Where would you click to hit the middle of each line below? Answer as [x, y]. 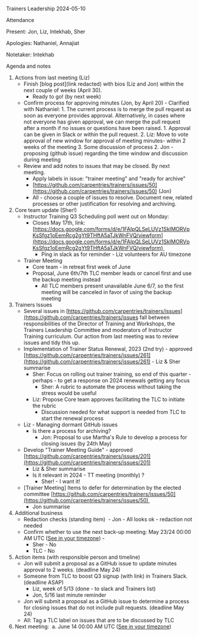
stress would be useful [69, 393]
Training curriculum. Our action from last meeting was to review [101, 336]
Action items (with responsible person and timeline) [77, 557]
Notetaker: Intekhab [30, 55]
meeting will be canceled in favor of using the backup [107, 292]
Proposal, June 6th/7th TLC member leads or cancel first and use [112, 273]
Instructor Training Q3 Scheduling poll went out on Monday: [96, 216]
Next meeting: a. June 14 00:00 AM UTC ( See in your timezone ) [93, 626]
